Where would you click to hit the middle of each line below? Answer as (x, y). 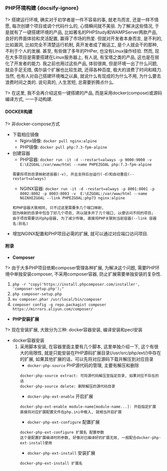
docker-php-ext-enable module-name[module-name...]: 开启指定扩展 (88, 406)
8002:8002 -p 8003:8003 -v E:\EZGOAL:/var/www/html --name (83, 194)
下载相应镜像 (25, 134)
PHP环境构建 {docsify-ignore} (42, 8)
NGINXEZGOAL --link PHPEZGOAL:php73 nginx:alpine (73, 198)
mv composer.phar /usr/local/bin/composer (57, 299)
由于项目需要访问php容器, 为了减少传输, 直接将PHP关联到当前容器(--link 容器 (84, 218)
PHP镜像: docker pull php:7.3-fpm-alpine (63, 147)
